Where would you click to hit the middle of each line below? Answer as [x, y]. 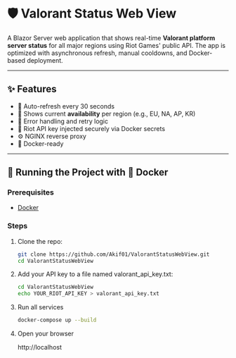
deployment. [45, 60]
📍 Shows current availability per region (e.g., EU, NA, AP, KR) [106, 113]
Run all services [40, 307]
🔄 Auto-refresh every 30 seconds [66, 106]
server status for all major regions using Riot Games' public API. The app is [117, 45]
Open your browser [45, 334]
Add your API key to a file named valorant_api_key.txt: [95, 274]
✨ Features [32, 89]
